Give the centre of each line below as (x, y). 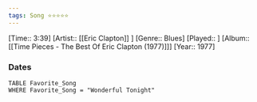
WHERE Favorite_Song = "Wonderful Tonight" (82, 90)
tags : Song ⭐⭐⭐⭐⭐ (39, 15)
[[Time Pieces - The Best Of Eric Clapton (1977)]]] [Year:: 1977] (112, 46)
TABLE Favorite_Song (43, 83)
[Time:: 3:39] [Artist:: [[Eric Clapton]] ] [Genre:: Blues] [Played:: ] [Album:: (129, 38)
